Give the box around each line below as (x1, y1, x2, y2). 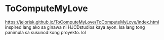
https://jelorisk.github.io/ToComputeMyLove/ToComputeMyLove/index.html (5, 19, 159, 25)
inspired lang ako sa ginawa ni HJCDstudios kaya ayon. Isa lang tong (5, 24, 145, 30)
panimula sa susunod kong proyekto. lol (5, 29, 86, 35)
